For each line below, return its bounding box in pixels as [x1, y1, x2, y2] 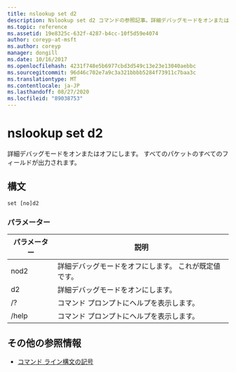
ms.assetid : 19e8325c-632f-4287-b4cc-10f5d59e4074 [7, 29, 159, 37]
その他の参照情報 [7, 338, 81, 350]
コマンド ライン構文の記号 [17, 357, 93, 366]
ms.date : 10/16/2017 [7, 56, 68, 63]
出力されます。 [37, 158, 81, 166]
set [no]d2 [7, 199, 39, 207]
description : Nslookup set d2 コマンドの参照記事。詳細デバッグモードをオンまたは [7, 17, 230, 24]
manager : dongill [7, 50, 58, 57]
